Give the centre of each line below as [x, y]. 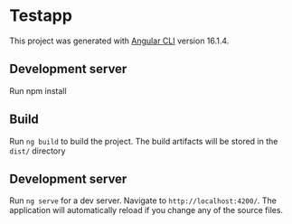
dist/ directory [38, 151]
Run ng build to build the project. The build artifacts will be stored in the [144, 141]
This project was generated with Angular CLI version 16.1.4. [119, 41]
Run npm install [38, 90]
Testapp [41, 16]
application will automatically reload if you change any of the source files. [146, 210]
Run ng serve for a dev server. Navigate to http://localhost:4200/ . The [143, 201]
